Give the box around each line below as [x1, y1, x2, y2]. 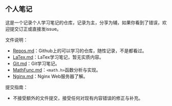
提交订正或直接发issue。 [9, 26, 61, 32]
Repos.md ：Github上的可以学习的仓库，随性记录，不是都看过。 [12, 48, 147, 54]
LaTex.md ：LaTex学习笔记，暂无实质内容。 [12, 54, 104, 60]
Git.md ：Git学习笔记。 [12, 60, 60, 67]
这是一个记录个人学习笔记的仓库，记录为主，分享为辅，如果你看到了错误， [5, 19, 162, 26]
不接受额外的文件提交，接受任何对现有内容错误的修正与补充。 [12, 95, 143, 101]
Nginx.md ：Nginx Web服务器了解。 [12, 73, 88, 79]
